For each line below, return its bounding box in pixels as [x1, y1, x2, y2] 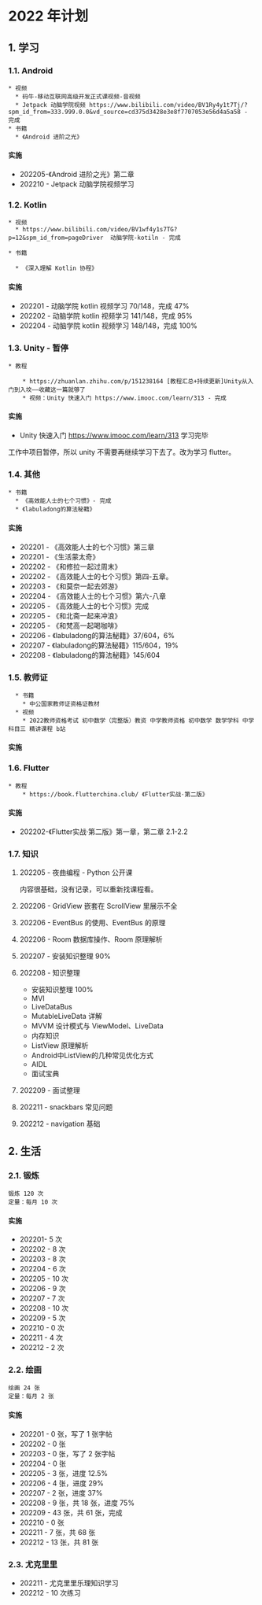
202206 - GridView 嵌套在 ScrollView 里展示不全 [19, 902, 178, 911]
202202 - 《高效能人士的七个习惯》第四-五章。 [19, 571, 173, 581]
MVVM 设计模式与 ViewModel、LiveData [31, 1021, 164, 1031]
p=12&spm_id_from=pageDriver [8, 234, 104, 242]
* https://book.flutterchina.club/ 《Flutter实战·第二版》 [22, 790, 208, 799]
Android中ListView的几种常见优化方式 [31, 1051, 154, 1061]
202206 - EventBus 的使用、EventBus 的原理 [19, 918, 166, 928]
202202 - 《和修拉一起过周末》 [19, 562, 122, 571]
